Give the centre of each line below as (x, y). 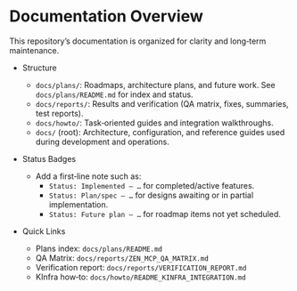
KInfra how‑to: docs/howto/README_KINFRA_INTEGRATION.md (141, 277)
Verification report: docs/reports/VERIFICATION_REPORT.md (141, 267)
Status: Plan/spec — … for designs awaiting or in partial (151, 195)
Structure (39, 68)
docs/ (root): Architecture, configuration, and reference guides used (160, 132)
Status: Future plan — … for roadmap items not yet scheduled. (165, 214)
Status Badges (49, 158)
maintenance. (34, 50)
